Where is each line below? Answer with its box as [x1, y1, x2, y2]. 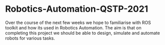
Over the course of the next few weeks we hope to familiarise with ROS [5, 20, 151, 25]
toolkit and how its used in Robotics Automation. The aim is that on [5, 24, 142, 30]
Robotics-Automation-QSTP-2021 [5, 3, 148, 15]
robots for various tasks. [5, 35, 56, 41]
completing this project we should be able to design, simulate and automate [5, 30, 160, 36]
